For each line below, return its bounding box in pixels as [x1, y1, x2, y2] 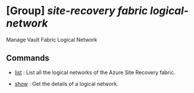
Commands [6, 53, 50, 63]
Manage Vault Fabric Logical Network [6, 36, 98, 43]
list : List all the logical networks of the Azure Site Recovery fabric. [14, 69, 176, 76]
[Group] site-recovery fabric [6, 4, 148, 18]
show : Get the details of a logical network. [14, 80, 119, 87]
